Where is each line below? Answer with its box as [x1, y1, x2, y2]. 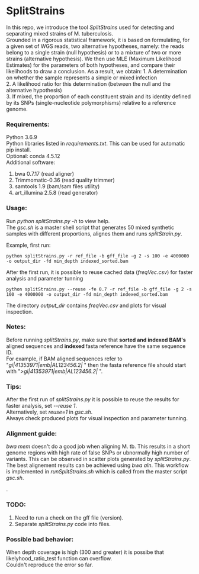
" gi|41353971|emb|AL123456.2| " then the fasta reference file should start [6, 361, 187, 368]
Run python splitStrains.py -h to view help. [6, 217, 110, 224]
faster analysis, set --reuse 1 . [6, 402, 77, 409]
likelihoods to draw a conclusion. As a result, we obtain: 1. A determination [6, 67, 188, 75]
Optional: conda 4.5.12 [6, 153, 60, 160]
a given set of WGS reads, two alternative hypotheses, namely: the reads [6, 43, 185, 50]
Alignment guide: [6, 430, 57, 438]
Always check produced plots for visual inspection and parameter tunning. [6, 415, 188, 422]
